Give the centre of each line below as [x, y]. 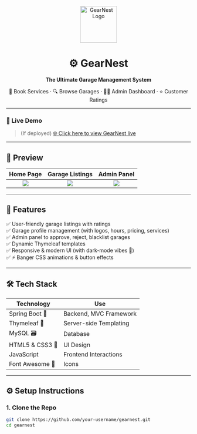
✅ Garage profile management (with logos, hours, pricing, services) [88, 230]
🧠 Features [26, 210]
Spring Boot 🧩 [28, 314]
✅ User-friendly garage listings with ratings [58, 224]
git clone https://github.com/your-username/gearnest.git [78, 420]
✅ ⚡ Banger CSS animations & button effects [60, 257]
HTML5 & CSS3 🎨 [33, 345]
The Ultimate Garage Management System [98, 79]
